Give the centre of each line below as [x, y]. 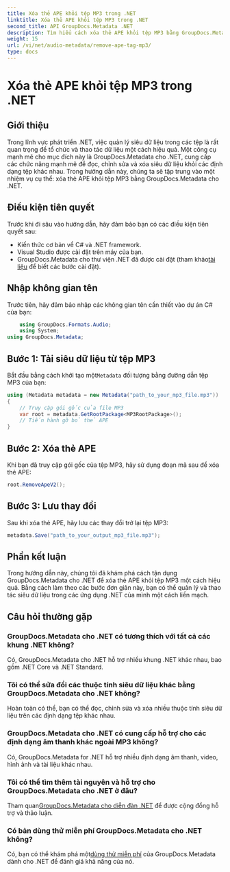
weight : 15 [23, 39]
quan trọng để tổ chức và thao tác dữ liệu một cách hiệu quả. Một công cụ [112, 149]
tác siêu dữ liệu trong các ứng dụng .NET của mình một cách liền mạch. [108, 595]
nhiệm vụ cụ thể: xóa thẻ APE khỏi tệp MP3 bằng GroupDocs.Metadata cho [113, 179]
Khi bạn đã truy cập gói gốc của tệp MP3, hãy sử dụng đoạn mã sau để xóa [113, 465]
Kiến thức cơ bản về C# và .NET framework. [79, 244]
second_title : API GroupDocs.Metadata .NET [70, 26]
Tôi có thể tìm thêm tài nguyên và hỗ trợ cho [81, 782]
